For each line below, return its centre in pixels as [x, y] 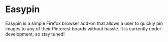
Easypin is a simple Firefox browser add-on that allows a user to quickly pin [84, 23]
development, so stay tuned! [35, 34]
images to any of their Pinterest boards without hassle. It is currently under [83, 28]
